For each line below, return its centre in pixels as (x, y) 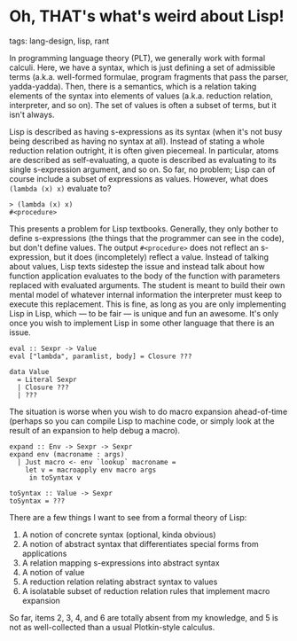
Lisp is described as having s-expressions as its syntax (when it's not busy (146, 131)
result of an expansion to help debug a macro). (94, 430)
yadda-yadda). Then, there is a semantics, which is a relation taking (133, 86)
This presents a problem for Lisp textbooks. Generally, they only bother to (144, 229)
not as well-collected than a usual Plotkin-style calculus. (112, 627)
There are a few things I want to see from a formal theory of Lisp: (128, 517)
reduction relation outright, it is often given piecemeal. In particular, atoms (144, 150)
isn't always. (32, 114)
